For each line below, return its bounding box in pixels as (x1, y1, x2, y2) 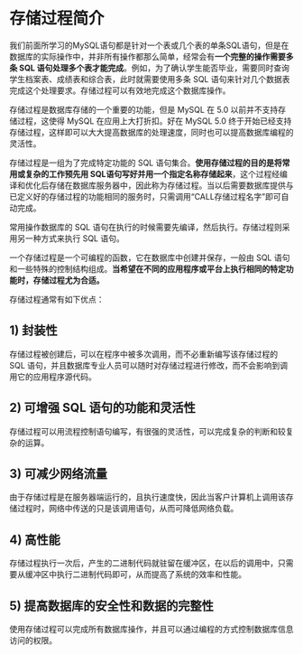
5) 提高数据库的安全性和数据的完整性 (9, 598, 214, 613)
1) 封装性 (9, 322, 58, 339)
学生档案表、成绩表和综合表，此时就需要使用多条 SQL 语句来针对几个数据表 (9, 73, 290, 84)
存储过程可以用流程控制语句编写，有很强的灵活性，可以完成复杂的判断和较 (9, 425, 286, 436)
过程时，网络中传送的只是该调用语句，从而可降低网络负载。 (16, 503, 239, 514)
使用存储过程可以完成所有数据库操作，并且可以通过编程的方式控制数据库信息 (9, 624, 294, 634)
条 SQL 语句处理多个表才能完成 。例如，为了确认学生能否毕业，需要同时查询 (9, 62, 290, 73)
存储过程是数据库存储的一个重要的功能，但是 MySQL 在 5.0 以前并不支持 (9, 104, 279, 115)
